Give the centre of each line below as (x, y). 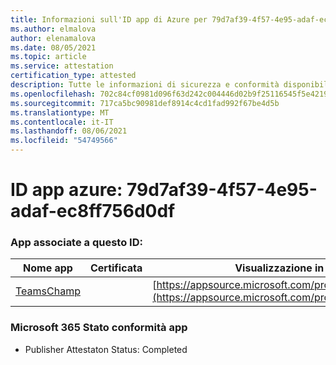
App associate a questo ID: (76, 243)
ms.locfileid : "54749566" (64, 141)
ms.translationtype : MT (60, 112)
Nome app (48, 268)
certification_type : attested (73, 76)
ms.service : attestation (62, 66)
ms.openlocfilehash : (53, 94)
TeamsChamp (48, 291)
